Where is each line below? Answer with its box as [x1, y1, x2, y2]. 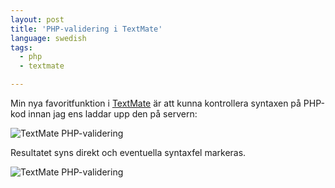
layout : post [10, 14, 65, 25]
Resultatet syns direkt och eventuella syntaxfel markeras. [10, 147, 247, 158]
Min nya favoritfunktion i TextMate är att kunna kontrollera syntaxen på [10, 97, 302, 109]
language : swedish [10, 33, 87, 43]
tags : [10, 42, 33, 53]
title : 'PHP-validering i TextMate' [10, 24, 163, 34]
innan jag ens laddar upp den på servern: [28, 108, 198, 120]
